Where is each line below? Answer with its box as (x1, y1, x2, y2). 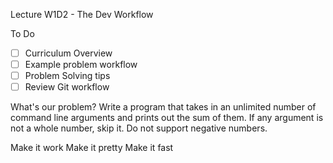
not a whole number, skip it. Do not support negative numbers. (10, 122, 268, 134)
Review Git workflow (24, 81, 110, 93)
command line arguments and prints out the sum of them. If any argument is (10, 112, 324, 124)
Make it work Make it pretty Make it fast (10, 142, 174, 154)
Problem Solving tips (24, 70, 111, 82)
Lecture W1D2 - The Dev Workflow (10, 9, 154, 20)
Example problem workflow (24, 59, 138, 71)
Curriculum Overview (24, 47, 113, 59)
